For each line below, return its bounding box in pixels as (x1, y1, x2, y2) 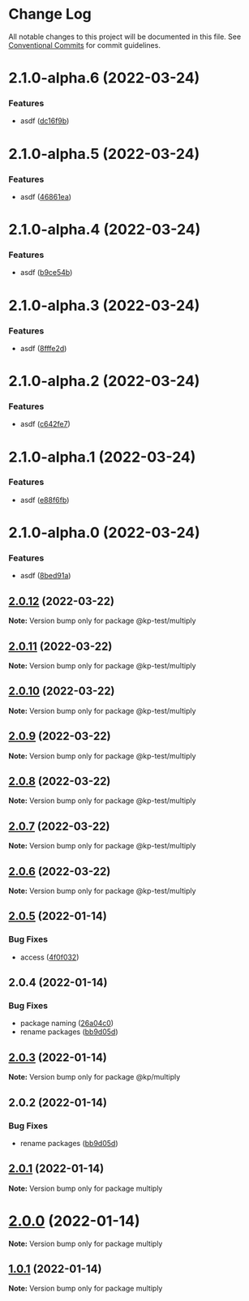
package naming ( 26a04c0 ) (19, 1019, 114, 1028)
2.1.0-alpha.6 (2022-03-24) (8, 69, 200, 88)
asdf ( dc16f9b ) (19, 116, 70, 126)
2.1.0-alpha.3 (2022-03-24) (8, 296, 200, 315)
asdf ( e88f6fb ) (19, 495, 70, 505)
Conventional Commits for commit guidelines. (8, 40, 161, 49)
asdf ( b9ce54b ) (19, 268, 73, 277)
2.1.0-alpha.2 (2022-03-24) (8, 372, 200, 390)
